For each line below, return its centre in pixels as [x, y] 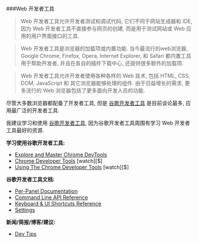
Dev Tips [25, 234]
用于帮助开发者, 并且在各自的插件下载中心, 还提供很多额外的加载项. [102, 63]
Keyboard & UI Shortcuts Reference [58, 203]
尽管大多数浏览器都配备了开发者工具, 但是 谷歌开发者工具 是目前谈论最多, [95, 103]
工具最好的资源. [25, 130]
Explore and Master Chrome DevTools [61, 155]
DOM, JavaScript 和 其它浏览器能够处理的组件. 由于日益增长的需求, [102, 83]
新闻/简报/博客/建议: [31, 222]
